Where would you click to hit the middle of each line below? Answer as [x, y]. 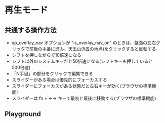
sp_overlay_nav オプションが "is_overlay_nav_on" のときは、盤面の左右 [84, 43]
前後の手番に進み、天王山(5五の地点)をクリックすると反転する [93, 49]
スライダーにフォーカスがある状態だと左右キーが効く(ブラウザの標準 [82, 86]
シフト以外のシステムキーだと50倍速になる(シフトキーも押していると [82, 61]
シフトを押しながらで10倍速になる [46, 55]
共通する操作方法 [31, 30]
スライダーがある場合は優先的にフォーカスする [59, 80]
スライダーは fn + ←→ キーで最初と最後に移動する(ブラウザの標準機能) [84, 98]
